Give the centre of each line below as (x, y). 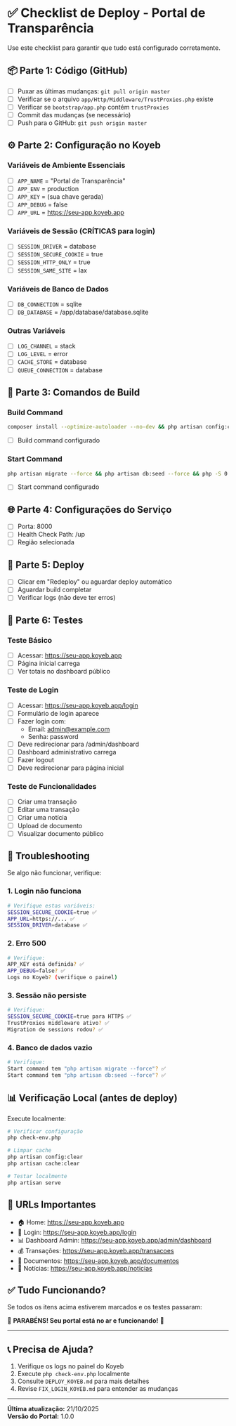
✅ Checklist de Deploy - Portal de (106, 13)
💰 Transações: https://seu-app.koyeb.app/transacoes (96, 1250)
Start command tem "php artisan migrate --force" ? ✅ (87, 1069)
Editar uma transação (48, 810)
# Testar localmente (38, 1176)
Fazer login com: (42, 721)
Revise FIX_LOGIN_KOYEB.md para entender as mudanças (98, 1389)
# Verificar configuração (45, 1131)
